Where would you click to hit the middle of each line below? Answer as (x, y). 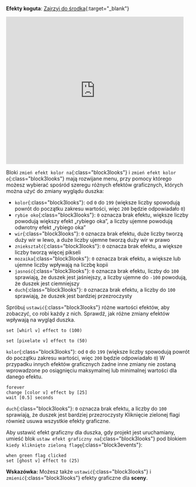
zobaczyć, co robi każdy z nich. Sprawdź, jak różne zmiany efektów (88, 314)
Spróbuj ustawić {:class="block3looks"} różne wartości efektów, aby (88, 307)
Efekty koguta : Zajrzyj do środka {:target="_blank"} (68, 9)
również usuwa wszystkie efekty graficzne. (58, 421)
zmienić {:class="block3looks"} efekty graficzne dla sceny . (77, 478)
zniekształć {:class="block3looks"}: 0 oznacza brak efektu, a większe (98, 246)
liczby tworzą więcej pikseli (47, 252)
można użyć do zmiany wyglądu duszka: (55, 191)
